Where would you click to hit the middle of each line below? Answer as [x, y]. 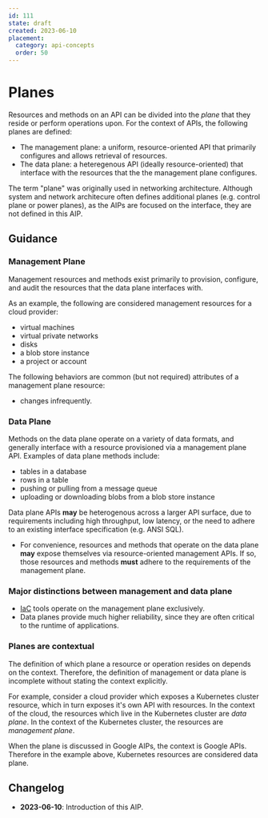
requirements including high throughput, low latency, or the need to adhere [132, 520]
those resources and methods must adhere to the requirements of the [135, 562]
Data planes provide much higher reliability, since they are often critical [137, 617]
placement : [26, 38]
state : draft [30, 23]
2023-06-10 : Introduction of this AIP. [82, 807]
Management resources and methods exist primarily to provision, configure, [133, 279]
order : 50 [32, 53]
